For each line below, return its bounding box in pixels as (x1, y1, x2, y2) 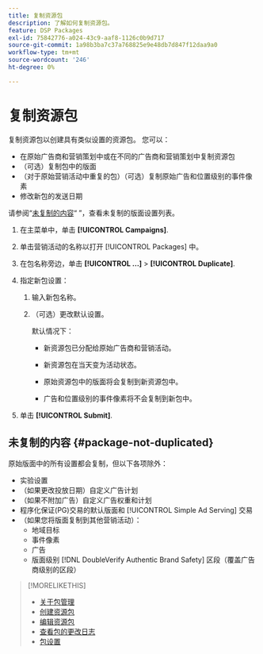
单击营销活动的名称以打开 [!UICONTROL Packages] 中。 (19, 241, 204, 251)
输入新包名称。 (31, 292, 81, 302)
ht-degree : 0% (8, 63, 55, 71)
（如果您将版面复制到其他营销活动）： (19, 515, 142, 525)
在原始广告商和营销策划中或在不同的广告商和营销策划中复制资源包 (19, 152, 235, 161)
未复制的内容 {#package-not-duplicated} (8, 436, 214, 449)
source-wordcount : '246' (8, 56, 90, 64)
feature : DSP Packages (8, 26, 83, 34)
